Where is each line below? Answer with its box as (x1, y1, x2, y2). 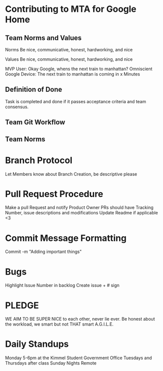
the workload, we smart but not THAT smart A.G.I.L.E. (5, 321, 114, 327)
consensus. (5, 104, 29, 110)
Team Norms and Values (5, 34, 82, 42)
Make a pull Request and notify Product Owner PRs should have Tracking (5, 205, 154, 210)
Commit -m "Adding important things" (5, 248, 82, 255)
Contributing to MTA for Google (5, 3, 137, 15)
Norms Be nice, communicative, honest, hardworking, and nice (5, 47, 133, 52)
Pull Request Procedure (5, 188, 103, 200)
